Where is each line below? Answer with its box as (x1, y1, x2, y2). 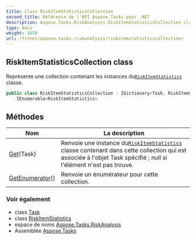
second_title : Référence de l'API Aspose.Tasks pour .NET (6, 14, 150, 20)
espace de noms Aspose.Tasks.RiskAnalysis (14, 221, 121, 228)
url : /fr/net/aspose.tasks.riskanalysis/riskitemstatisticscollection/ (6, 36, 184, 41)
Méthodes (6, 112, 44, 121)
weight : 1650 (6, 30, 38, 36)
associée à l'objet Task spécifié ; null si (61, 154, 167, 162)
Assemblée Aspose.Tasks (14, 227, 77, 234)
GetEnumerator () (9, 174, 55, 182)
